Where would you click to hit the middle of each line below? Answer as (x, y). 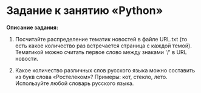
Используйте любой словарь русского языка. (74, 83)
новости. (26, 58)
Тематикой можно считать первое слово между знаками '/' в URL (101, 52)
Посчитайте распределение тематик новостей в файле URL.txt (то (101, 39)
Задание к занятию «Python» (85, 11)
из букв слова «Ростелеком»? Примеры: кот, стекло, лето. (91, 77)
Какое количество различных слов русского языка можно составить (105, 70)
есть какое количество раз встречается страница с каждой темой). (104, 46)
